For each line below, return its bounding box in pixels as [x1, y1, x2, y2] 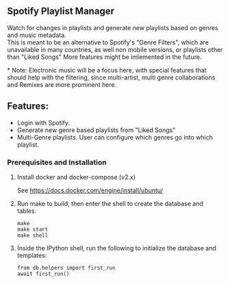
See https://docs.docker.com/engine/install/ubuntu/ [16, 186, 163, 194]
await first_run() [16, 270, 70, 277]
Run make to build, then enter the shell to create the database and [16, 199, 204, 207]
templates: [16, 251, 47, 259]
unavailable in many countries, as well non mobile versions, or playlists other [7, 45, 223, 53]
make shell [16, 232, 49, 239]
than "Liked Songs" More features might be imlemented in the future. [7, 53, 202, 61]
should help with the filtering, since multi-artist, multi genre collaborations [7, 73, 216, 81]
